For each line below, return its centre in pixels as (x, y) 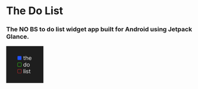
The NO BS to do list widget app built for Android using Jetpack (99, 29)
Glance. (18, 37)
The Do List (35, 11)
